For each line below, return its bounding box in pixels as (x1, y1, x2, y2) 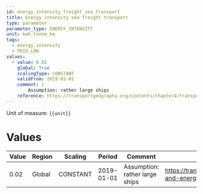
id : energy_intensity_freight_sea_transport (6, 8, 120, 15)
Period (98, 152, 118, 160)
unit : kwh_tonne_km (6, 31, 56, 37)
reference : (17, 93, 45, 99)
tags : (6, 37, 20, 43)
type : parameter (6, 20, 47, 26)
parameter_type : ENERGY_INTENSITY (6, 25, 94, 32)
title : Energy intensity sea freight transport (6, 14, 129, 20)
